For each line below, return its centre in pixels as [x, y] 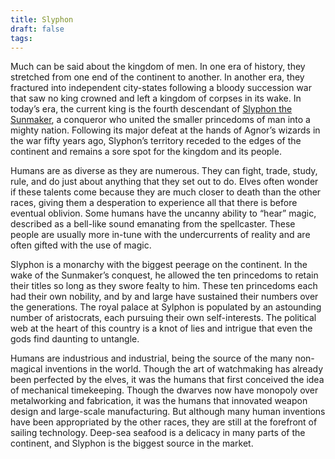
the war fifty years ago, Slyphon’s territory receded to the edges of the [156, 141]
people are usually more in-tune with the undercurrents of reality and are [160, 235]
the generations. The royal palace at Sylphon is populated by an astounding [166, 307]
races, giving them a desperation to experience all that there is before [154, 203]
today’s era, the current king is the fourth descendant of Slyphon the [151, 109]
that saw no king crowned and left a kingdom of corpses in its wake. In [156, 98]
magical [26, 369]
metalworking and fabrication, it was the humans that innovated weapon [159, 401]
